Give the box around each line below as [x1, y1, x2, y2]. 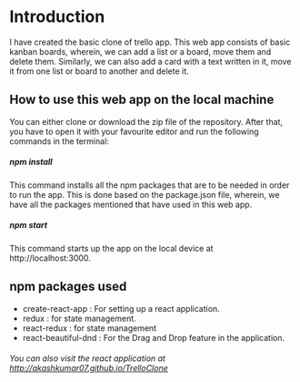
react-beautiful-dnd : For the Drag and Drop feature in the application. [22, 332, 285, 343]
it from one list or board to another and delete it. [9, 66, 189, 77]
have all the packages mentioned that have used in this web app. [9, 199, 253, 210]
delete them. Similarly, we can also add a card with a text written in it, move [9, 56, 292, 67]
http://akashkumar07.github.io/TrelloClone [9, 363, 168, 374]
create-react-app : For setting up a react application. [22, 303, 220, 314]
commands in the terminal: [9, 135, 109, 147]
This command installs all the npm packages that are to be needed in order [9, 180, 290, 191]
